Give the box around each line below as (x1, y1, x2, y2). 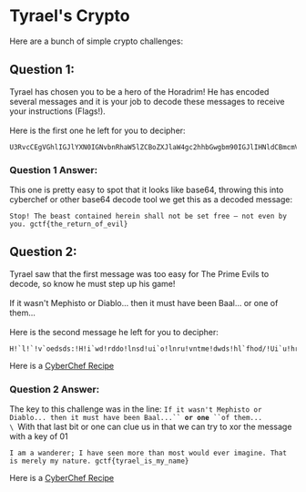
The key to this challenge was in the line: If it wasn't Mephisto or (9, 404, 262, 415)
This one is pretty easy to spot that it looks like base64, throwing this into (9, 184, 284, 196)
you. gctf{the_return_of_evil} (9, 220, 128, 229)
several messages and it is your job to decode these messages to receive (9, 96, 285, 107)
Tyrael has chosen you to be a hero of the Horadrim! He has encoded (9, 86, 270, 97)
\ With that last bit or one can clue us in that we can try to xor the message (9, 421, 292, 433)
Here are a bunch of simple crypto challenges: (9, 36, 184, 46)
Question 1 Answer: (9, 163, 98, 176)
